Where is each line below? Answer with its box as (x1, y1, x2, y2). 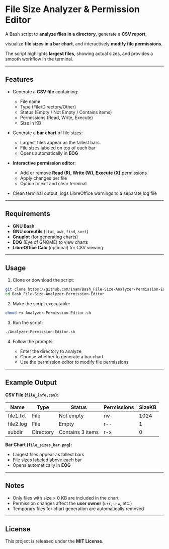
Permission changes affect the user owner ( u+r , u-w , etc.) (12, 500, 132, 506)
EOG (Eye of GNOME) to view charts (12, 239, 88, 245)
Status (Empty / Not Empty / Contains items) (20, 109, 112, 115)
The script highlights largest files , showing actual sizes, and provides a (5, 50, 153, 57)
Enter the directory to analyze (20, 348, 82, 354)
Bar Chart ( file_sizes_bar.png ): (5, 442, 72, 448)
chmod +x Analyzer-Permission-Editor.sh (5, 310, 92, 316)
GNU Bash (12, 223, 35, 229)
